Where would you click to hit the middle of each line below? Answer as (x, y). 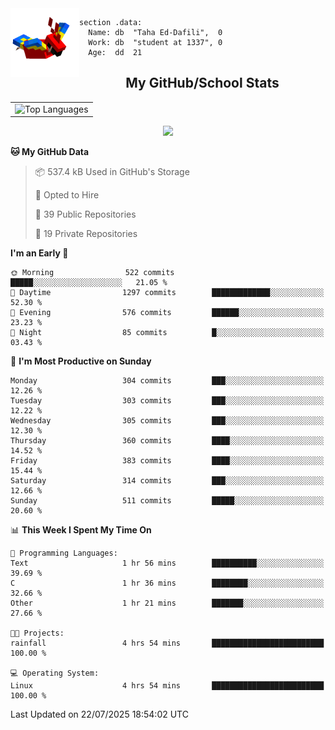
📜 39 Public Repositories (85, 214)
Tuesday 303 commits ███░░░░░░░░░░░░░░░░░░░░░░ (167, 401)
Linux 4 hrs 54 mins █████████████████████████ (167, 686)
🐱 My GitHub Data (50, 152)
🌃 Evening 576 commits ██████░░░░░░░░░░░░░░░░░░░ (167, 313)
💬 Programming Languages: (64, 553)
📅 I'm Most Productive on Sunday (81, 361)
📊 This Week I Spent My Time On (81, 530)
